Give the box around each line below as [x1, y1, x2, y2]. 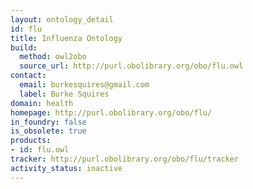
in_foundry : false [10, 117, 87, 127]
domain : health [10, 98, 74, 108]
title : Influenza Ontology [10, 33, 123, 43]
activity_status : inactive [10, 163, 123, 173]
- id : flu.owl [10, 145, 70, 155]
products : [10, 136, 52, 146]
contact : [10, 71, 47, 81]
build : [10, 42, 38, 53]
